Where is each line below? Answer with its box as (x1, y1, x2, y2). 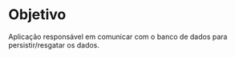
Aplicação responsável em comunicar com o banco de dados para (8, 32, 228, 41)
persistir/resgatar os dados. (8, 40, 100, 49)
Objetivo (8, 6, 67, 24)
